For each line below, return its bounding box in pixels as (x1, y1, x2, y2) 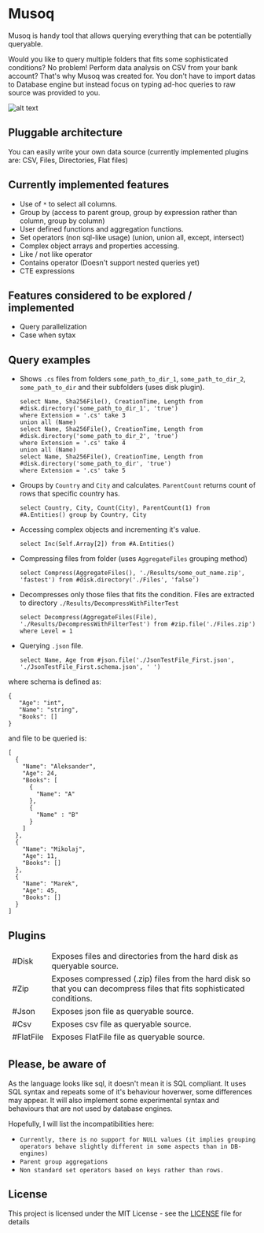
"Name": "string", (18, 706, 79, 714)
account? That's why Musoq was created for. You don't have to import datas (8, 71, 256, 80)
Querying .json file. (19, 641, 84, 651)
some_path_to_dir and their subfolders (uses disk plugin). (19, 383, 205, 392)
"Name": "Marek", (22, 880, 79, 888)
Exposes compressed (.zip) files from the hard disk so (51, 974, 251, 984)
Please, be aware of (8, 1057, 107, 1071)
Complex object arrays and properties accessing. (19, 241, 179, 251)
